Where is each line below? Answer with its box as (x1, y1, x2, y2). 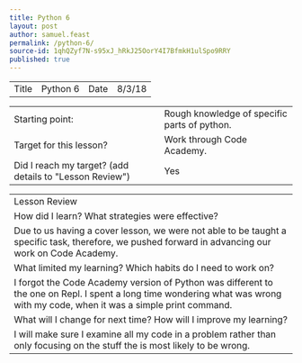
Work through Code (164, 133, 247, 145)
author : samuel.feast (9, 30, 91, 39)
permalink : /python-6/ (9, 38, 94, 48)
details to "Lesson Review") (13, 170, 130, 183)
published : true (9, 55, 70, 64)
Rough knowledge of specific (164, 107, 288, 120)
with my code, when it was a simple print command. (13, 299, 233, 311)
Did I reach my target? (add (13, 159, 129, 171)
